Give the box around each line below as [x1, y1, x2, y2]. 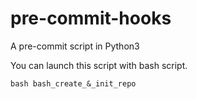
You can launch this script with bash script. [10, 59, 188, 71]
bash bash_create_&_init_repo [10, 78, 137, 89]
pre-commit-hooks [10, 7, 172, 30]
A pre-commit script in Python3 [10, 40, 140, 52]
